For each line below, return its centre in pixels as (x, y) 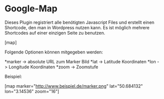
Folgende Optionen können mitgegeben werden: (54, 52)
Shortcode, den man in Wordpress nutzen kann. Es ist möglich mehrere (77, 27)
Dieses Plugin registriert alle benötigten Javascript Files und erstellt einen (80, 22)
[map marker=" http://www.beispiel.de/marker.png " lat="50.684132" (74, 86)
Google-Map (31, 9)
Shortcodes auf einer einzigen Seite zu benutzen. (55, 33)
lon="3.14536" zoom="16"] (32, 91)
